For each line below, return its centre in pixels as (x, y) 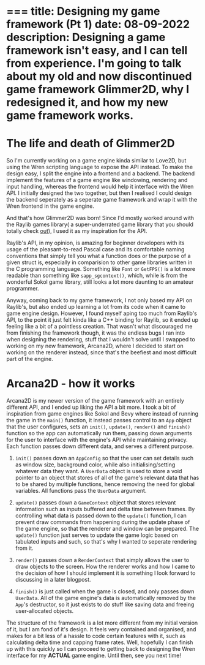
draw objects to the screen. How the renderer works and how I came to (105, 567)
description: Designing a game (86, 37)
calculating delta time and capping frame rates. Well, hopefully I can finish (100, 642)
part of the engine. (30, 359)
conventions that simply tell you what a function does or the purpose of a (99, 256)
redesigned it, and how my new (87, 103)
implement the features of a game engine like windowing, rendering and (97, 180)
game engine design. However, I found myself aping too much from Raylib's (102, 313)
